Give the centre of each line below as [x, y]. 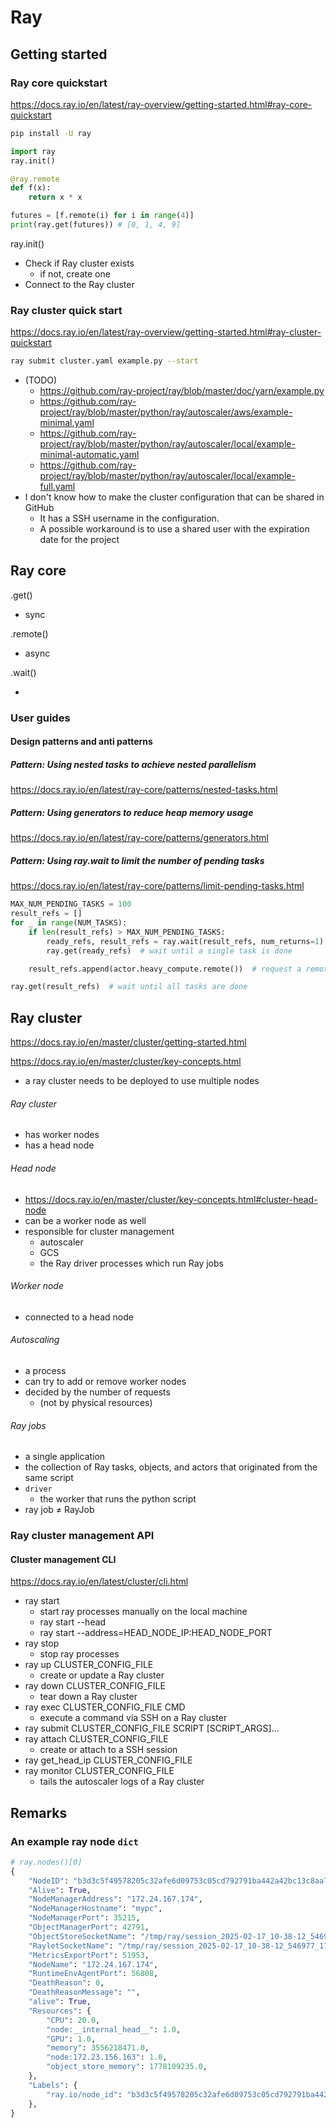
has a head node [59, 1145]
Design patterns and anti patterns [81, 742]
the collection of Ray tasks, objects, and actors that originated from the [171, 1467]
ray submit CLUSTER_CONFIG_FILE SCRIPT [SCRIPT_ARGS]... [152, 1728]
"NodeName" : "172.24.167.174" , [93, 1964]
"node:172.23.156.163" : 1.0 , [107, 2057]
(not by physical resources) [96, 1402]
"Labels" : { [53, 2085]
